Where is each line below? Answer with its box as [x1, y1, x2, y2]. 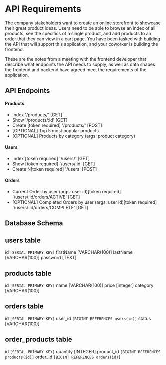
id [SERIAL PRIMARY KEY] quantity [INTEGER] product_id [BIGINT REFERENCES [5, 348, 161, 354]
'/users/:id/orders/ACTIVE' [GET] [12, 194, 80, 200]
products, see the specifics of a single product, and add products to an [5, 30, 151, 36]
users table [5, 236, 41, 244]
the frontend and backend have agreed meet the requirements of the [5, 66, 147, 73]
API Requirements [5, 3, 81, 15]
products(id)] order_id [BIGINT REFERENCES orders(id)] [5, 354, 121, 360]
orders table [5, 302, 44, 311]
